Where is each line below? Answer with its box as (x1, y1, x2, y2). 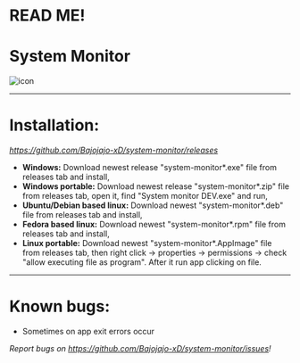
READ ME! (9, 5, 86, 26)
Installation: (9, 115, 100, 136)
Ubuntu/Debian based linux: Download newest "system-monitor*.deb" (21, 200, 284, 210)
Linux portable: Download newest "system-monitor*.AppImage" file (21, 238, 272, 249)
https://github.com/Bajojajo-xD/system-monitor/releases (9, 144, 219, 156)
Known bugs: (9, 296, 111, 317)
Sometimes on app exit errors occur (21, 326, 154, 336)
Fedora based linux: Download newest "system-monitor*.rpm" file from (21, 219, 286, 230)
